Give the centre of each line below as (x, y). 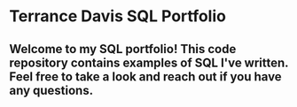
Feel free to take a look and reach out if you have (145, 76)
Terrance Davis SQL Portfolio (117, 16)
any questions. (51, 90)
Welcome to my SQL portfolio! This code (123, 49)
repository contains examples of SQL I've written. (149, 62)
